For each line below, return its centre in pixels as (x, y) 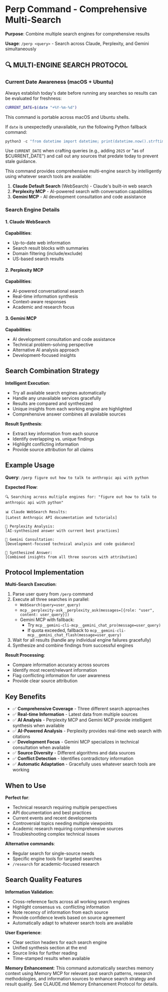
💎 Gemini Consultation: (30, 539)
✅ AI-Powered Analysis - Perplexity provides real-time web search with (87, 731)
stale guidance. (21, 161)
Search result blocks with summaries (50, 248)
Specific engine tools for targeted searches (57, 859)
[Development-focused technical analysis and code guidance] (70, 544)
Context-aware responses (39, 301)
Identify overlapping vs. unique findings (53, 439)
